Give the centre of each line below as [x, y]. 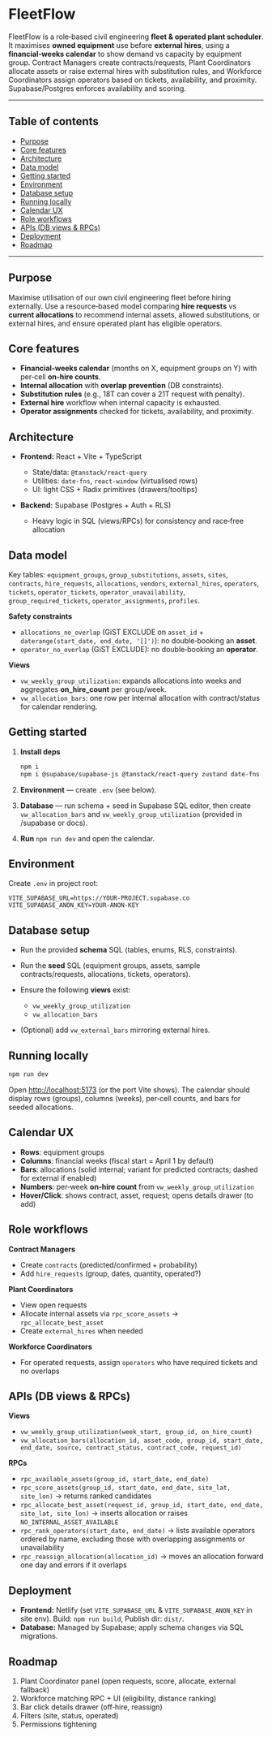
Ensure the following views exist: [75, 990]
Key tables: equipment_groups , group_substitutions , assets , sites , [118, 575]
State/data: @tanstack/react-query [89, 473]
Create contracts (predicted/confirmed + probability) [109, 1264]
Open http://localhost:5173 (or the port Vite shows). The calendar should [129, 1090]
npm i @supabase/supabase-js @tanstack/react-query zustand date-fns [140, 774]
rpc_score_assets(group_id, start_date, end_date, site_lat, [125, 1488]
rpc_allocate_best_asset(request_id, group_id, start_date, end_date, [142, 1506]
